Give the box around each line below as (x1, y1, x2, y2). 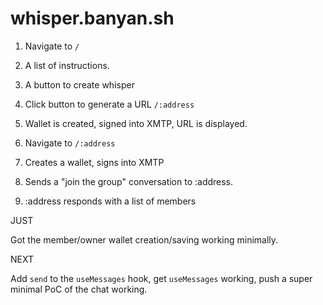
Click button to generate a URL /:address (24, 98, 195, 110)
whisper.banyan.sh (10, 7, 175, 30)
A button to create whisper (24, 78, 135, 91)
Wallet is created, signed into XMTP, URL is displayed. (24, 117, 248, 129)
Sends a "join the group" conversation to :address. (24, 175, 234, 187)
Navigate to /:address (24, 137, 116, 149)
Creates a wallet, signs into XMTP (24, 156, 165, 168)
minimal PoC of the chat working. (10, 283, 148, 295)
